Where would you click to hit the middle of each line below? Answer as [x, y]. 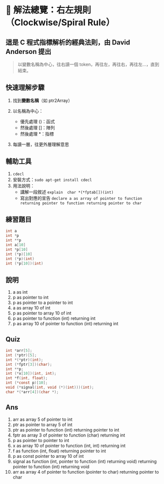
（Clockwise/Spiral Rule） [60, 22]
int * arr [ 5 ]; [19, 351]
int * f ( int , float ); [27, 378]
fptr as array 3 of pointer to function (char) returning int [69, 435]
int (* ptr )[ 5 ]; [21, 355]
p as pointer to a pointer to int [43, 303]
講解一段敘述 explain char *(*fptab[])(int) [67, 192]
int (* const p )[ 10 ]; [27, 383]
